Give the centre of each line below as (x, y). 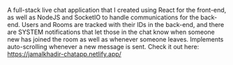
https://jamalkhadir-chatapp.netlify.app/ (65, 54)
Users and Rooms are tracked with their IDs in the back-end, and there (123, 25)
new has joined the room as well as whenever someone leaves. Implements (115, 39)
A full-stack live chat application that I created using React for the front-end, (117, 10)
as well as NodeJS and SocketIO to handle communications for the (103, 17)
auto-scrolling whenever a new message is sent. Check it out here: (103, 47)
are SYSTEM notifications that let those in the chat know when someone (111, 32)
